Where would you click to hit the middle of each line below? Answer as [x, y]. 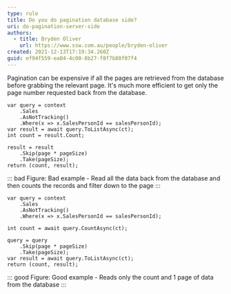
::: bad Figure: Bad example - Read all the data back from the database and [114, 178]
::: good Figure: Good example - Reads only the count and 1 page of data [110, 277]
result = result [30, 147]
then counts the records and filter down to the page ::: [84, 185]
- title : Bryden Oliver [47, 39]
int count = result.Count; [46, 135]
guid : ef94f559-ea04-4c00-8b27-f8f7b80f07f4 [72, 59]
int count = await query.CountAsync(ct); [68, 228]
